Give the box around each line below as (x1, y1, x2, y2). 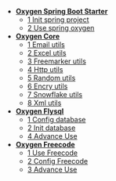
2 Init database (27, 123, 76, 132)
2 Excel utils (27, 49, 67, 57)
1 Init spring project (27, 15, 89, 24)
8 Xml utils (27, 98, 62, 107)
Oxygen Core (15, 31, 60, 41)
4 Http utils (27, 65, 63, 74)
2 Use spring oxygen (27, 24, 95, 32)
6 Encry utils (27, 81, 68, 91)
